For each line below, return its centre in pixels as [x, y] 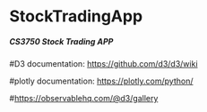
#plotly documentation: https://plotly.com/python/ [101, 81]
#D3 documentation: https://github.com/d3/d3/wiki [104, 64]
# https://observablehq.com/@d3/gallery [84, 99]
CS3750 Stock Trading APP [61, 41]
